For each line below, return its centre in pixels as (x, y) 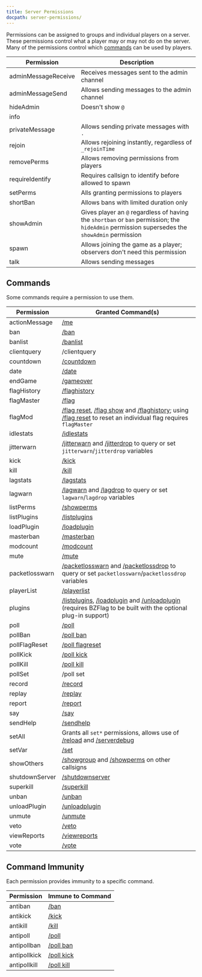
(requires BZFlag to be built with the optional (125, 608)
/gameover (78, 381)
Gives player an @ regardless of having (135, 212)
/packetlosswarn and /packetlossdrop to (119, 566)
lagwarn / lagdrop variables (99, 498)
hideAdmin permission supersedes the (134, 227)
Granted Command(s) (127, 312)
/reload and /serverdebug (98, 740)
